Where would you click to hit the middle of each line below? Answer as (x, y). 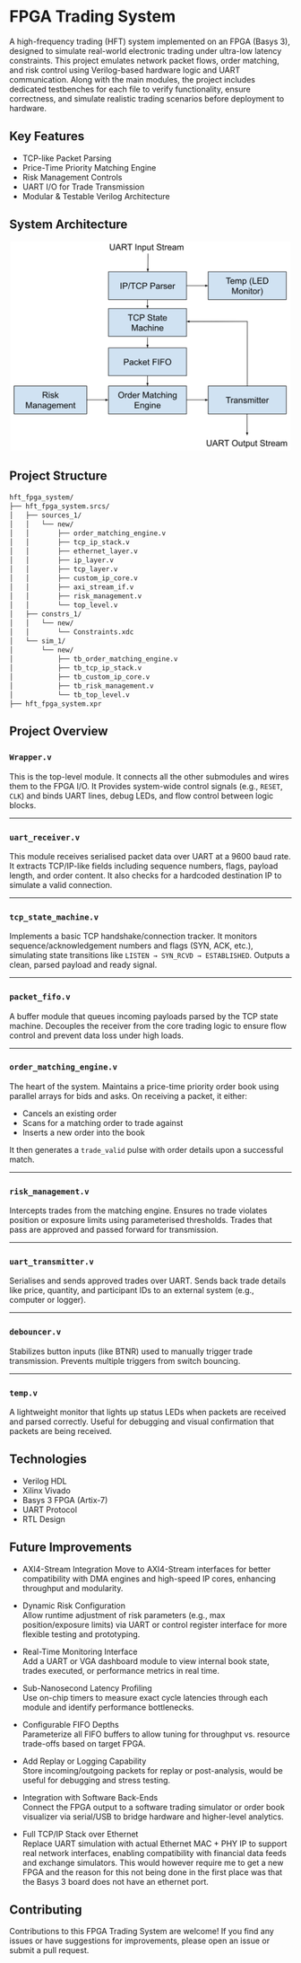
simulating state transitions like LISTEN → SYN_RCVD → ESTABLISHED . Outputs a (150, 955)
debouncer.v (35, 1332)
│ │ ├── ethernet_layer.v (74, 551)
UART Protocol (50, 1510)
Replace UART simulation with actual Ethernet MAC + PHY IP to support (155, 1844)
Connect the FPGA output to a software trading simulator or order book (153, 1807)
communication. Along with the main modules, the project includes (132, 79)
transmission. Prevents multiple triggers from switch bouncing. (125, 1360)
